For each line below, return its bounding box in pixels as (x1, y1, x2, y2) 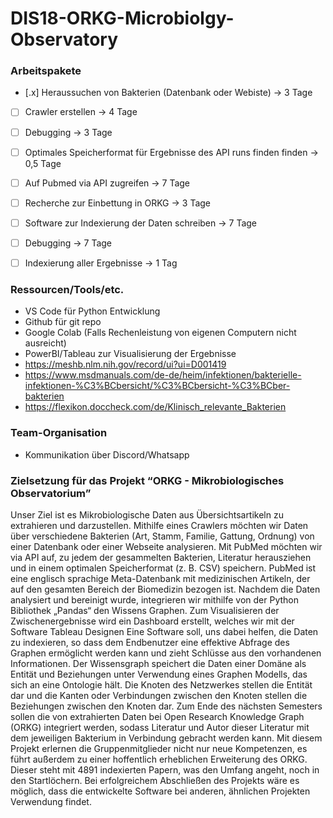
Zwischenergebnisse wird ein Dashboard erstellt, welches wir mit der (10, 615, 295, 627)
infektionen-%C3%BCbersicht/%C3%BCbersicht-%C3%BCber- (24, 380, 291, 392)
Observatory (10, 28, 119, 51)
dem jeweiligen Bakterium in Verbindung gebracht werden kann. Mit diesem (10, 732, 323, 744)
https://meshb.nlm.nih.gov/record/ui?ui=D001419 (24, 358, 227, 371)
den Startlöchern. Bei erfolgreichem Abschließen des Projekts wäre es (10, 774, 300, 786)
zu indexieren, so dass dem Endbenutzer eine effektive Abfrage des (10, 636, 290, 648)
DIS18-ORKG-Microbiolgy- (10, 7, 235, 30)
